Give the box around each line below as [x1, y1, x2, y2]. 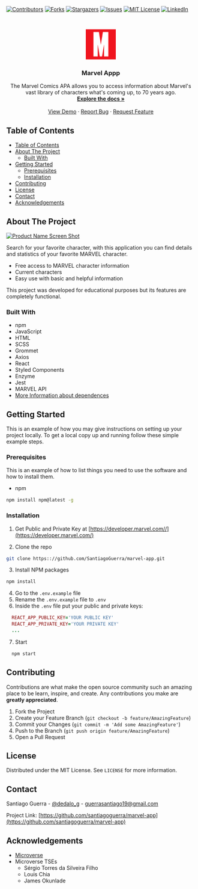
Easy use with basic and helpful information [14, 274, 123, 282]
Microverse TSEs [14, 858, 58, 865]
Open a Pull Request [14, 733, 66, 740]
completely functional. [6, 292, 62, 300]
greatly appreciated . [6, 696, 58, 703]
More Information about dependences [14, 392, 109, 399]
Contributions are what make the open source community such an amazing [6, 683, 192, 691]
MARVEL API [14, 386, 47, 393]
